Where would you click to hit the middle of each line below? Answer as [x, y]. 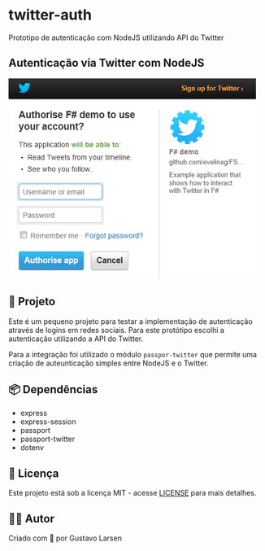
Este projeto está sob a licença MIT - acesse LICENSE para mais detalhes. [132, 493]
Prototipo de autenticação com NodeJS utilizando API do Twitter [116, 37]
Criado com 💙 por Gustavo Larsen [65, 538]
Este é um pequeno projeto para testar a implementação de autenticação [131, 321]
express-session [48, 422]
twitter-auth [50, 15]
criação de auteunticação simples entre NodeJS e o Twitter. [109, 363]
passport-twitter [48, 439]
